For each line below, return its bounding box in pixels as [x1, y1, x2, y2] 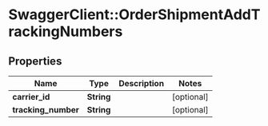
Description [118, 78, 165, 89]
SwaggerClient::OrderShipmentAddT [8, 6, 261, 24]
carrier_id [12, 92, 50, 102]
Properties [8, 54, 62, 68]
